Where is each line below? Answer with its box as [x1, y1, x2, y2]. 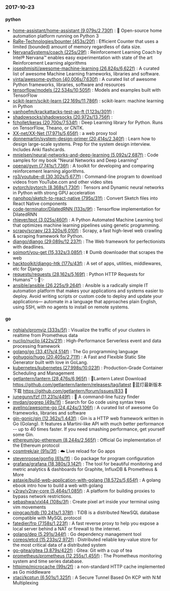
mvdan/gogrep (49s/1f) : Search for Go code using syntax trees [12, 399, 146, 405]
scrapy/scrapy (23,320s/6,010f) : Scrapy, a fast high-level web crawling [12, 228, 162, 234]
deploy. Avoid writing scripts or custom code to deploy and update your [12, 293, 162, 299]
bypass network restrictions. [12, 493, 73, 499]
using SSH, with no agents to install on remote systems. [12, 304, 129, 310]
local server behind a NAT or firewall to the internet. [12, 526, 121, 532]
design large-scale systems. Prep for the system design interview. [12, 141, 151, 147]
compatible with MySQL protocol [12, 515, 82, 521]
